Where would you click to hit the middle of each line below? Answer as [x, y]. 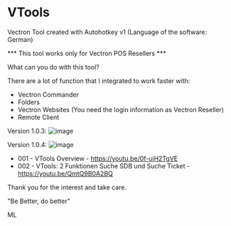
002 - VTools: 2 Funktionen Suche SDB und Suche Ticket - [104, 166]
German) [20, 39]
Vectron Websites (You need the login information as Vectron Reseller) [121, 109]
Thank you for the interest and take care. [67, 187]
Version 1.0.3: [27, 131]
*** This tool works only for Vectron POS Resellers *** [87, 53]
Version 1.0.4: [27, 144]
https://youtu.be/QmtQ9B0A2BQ [65, 173]
